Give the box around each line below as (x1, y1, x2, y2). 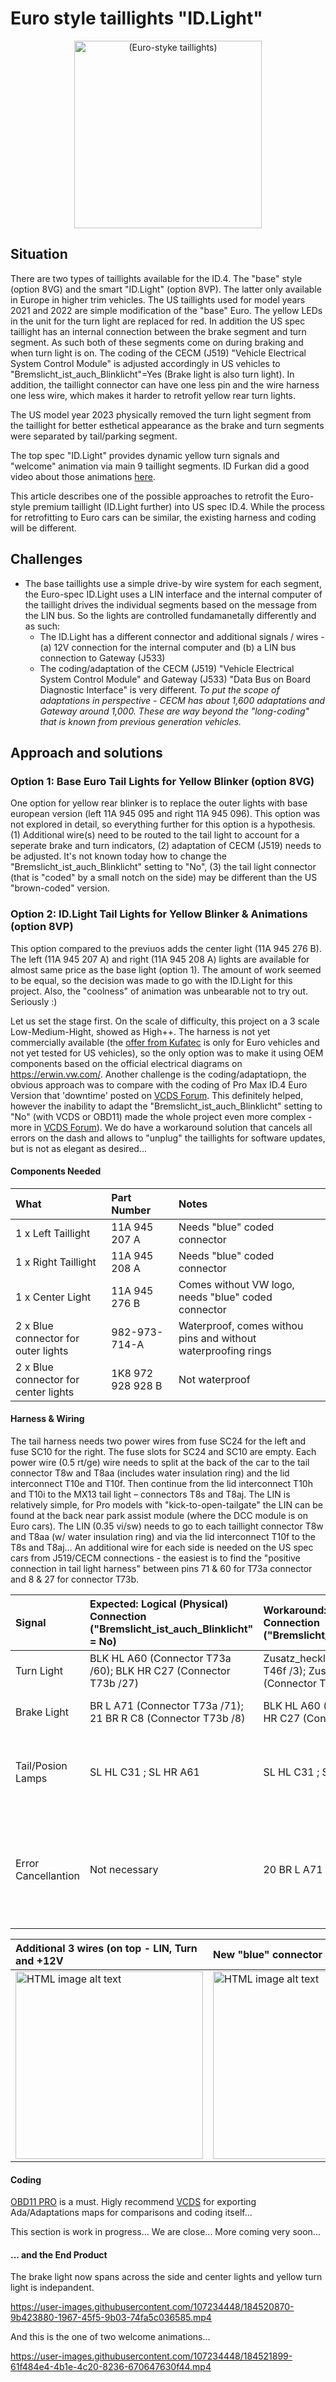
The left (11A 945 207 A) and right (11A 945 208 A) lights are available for (10, 953, 310, 965)
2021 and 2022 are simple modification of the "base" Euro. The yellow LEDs (10, 304, 323, 316)
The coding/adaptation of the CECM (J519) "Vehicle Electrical (39, 662, 295, 674)
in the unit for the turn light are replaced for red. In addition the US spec (10, 315, 306, 327)
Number (111, 1203, 152, 1217)
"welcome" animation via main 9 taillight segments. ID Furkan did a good (10, 460, 310, 472)
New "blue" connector (213, 1947, 323, 1961)
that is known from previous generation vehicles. (39, 715, 242, 727)
